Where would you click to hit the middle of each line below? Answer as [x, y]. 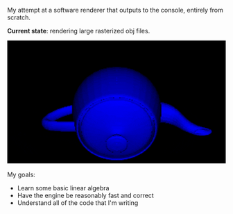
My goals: [21, 175]
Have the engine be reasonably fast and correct [85, 196]
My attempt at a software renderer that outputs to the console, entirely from [115, 10]
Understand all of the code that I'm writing [78, 203]
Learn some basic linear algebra [63, 188]
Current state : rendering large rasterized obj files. [79, 31]
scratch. [19, 17]
